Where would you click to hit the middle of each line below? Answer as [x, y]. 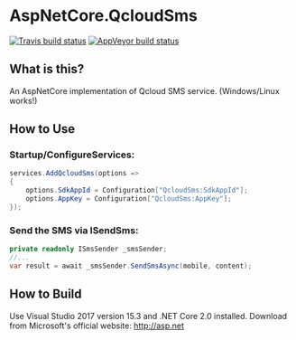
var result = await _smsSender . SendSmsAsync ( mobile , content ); [131, 266]
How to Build [46, 294]
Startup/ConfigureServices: [72, 155]
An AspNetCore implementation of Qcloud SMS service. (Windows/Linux [144, 90]
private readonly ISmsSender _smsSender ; [88, 250]
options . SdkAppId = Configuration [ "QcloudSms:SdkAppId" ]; [137, 191]
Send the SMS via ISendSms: [74, 230]
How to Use [42, 129]
